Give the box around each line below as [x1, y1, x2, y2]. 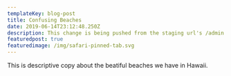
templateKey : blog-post [7, 10, 76, 17]
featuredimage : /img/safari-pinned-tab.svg [7, 42, 135, 49]
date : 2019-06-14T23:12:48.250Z [7, 23, 100, 30]
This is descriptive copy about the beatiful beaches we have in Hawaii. [7, 61, 208, 69]
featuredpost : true [7, 36, 64, 43]
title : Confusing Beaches [7, 17, 82, 23]
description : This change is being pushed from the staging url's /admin [7, 29, 225, 37]
